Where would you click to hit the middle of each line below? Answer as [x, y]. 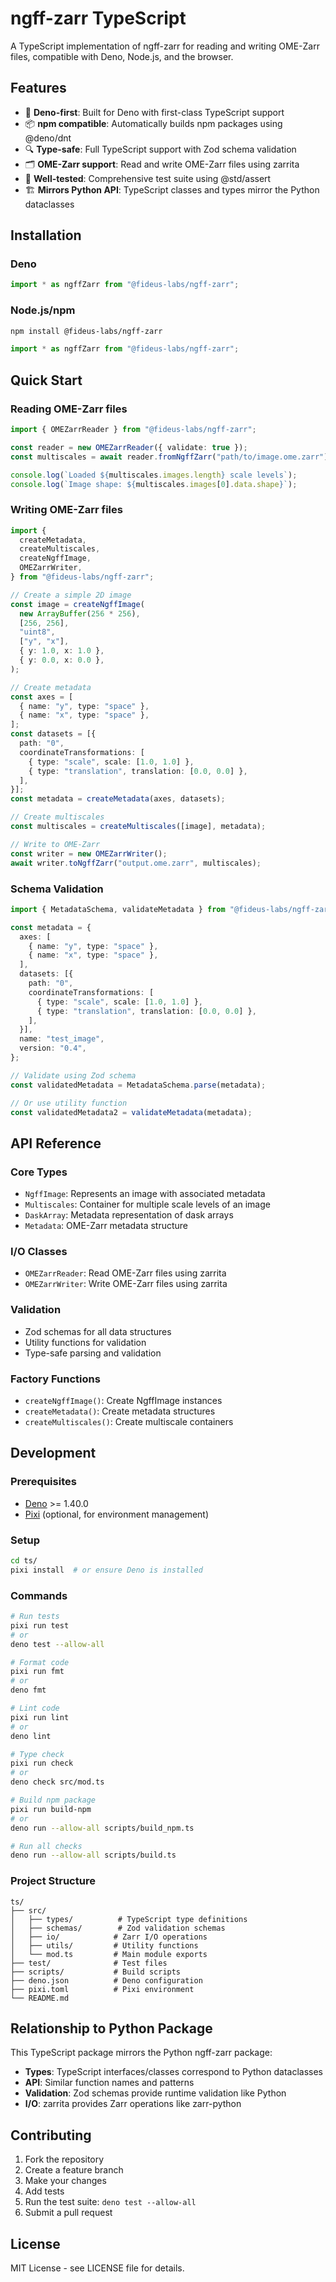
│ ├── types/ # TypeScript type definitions [129, 1919]
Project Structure [53, 1881]
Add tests [44, 2191]
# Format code [40, 1662]
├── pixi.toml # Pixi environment [102, 1989]
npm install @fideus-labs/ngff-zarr [86, 331]
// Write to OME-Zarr [55, 844]
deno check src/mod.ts [57, 1782]
